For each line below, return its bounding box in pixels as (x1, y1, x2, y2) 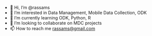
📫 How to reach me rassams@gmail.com (9, 26, 96, 31)
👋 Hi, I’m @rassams (9, 5, 50, 10)
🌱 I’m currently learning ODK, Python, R (9, 15, 91, 20)
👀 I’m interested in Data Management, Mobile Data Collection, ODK (9, 10, 147, 16)
